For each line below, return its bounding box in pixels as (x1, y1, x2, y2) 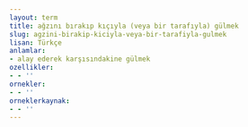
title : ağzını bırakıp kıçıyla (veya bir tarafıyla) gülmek (9, 21, 240, 30)
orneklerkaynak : (9, 96, 70, 106)
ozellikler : (9, 63, 54, 72)
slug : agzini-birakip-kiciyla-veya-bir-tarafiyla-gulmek (9, 30, 227, 38)
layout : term (9, 13, 58, 22)
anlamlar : (9, 47, 47, 55)
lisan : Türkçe (9, 38, 63, 47)
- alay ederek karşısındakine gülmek (9, 55, 151, 63)
